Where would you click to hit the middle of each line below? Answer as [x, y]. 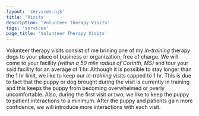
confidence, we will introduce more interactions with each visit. [83, 107]
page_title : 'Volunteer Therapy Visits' [57, 34]
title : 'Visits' [26, 17]
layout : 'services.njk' [36, 12]
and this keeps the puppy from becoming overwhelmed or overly [86, 88]
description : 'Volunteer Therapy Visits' [58, 22]
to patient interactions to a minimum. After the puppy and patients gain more [99, 101]
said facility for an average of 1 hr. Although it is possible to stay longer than [99, 69]
